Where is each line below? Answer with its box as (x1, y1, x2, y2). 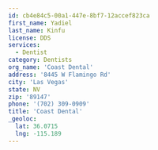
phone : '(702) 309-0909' (8, 100, 90, 108)
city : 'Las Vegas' (8, 78, 69, 86)
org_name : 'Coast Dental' (8, 63, 93, 71)
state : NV (8, 85, 41, 94)
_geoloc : (8, 115, 37, 123)
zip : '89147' (8, 93, 51, 101)
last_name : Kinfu (8, 26, 66, 34)
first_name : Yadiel (8, 19, 73, 27)
